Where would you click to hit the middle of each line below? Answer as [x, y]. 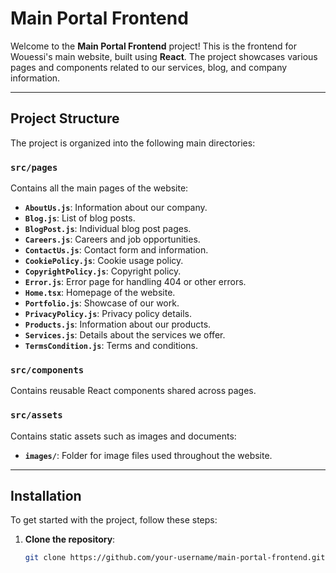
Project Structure [65, 118]
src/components [47, 370]
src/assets [36, 415]
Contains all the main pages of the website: [99, 188]
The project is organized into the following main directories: [133, 143]
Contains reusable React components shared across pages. [133, 391]
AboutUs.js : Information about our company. [116, 208]
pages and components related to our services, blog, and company [149, 67]
